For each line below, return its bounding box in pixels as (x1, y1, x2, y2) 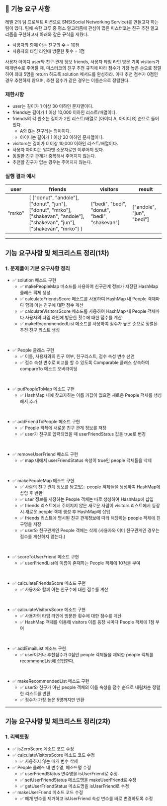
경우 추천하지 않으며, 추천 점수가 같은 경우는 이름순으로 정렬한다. (5, 77, 130, 83)
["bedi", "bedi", (90, 200, 127, 207)
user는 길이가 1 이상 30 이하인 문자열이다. (12, 103, 94, 109)
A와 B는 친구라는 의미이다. (19, 128, 71, 134)
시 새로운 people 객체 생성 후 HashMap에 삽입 (19, 509, 110, 515)
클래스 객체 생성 (19, 290, 51, 296)
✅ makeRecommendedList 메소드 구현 (12, 678, 89, 684)
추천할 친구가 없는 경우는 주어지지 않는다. (12, 159, 92, 165)
